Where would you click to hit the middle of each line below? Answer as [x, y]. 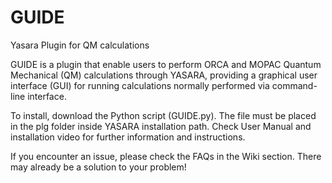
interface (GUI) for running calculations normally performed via [140, 85]
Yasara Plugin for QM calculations [80, 45]
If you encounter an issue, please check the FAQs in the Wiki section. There [166, 156]
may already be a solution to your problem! [98, 167]
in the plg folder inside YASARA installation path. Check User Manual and [161, 126]
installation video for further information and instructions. [128, 137]
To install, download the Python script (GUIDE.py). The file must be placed [163, 115]
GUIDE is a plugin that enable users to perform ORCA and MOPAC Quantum [166, 64]
